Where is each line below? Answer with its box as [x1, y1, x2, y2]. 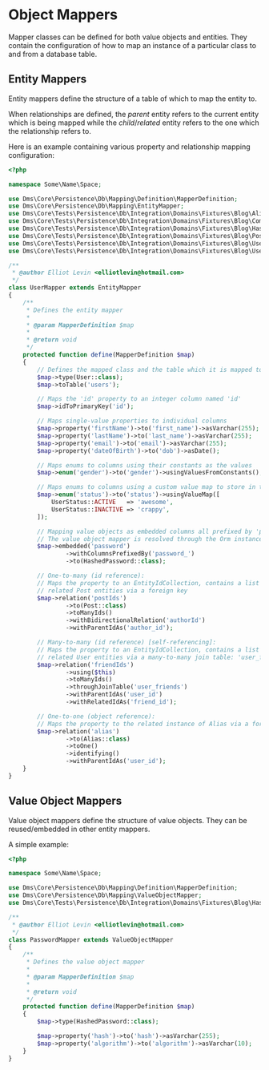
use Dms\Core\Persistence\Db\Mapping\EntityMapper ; [8, 202, 184, 210]
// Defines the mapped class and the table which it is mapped [37, 365, 252, 373]
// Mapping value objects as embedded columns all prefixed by [37, 527, 252, 535]
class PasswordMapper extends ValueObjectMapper [8, 935, 174, 943]
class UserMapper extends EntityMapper [8, 284, 142, 292]
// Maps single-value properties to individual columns [37, 417, 227, 426]
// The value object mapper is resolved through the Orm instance [37, 535, 263, 543]
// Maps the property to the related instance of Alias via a [37, 720, 249, 728]
